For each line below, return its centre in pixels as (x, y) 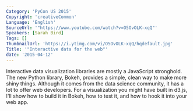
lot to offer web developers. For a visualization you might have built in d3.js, (97, 89)
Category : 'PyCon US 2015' (39, 11)
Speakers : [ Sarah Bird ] (35, 33)
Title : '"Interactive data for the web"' (57, 49)
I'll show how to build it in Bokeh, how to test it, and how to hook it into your (97, 96)
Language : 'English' (31, 22)
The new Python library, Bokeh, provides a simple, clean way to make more (96, 77)
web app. (17, 102)
